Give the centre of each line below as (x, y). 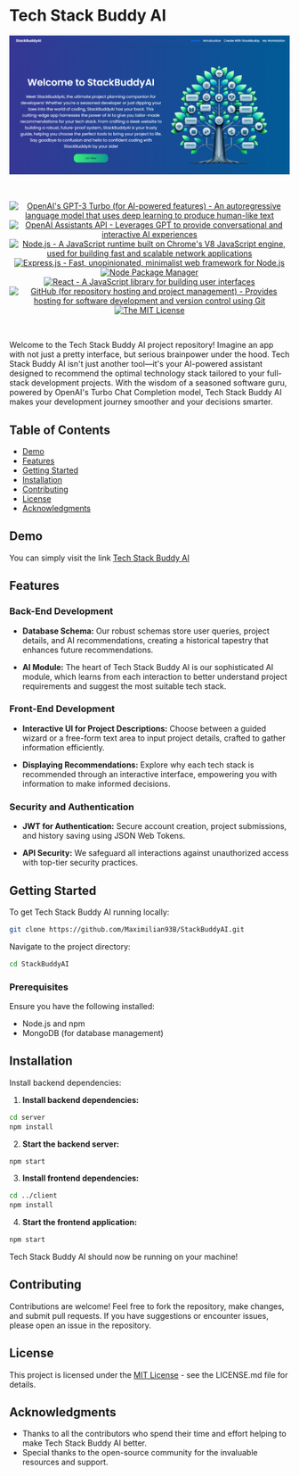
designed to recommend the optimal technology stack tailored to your (137, 373)
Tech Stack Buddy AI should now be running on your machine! (124, 1257)
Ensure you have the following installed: (82, 1006)
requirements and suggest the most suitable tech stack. (124, 686)
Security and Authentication (72, 807)
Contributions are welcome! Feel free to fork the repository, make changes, (147, 1306)
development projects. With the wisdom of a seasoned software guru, (159, 383)
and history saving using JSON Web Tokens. (104, 836)
